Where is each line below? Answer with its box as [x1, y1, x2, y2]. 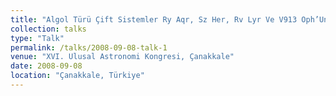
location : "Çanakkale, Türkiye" [10, 71, 145, 81]
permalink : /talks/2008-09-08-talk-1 [10, 42, 168, 53]
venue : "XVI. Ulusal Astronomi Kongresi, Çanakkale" [10, 52, 235, 62]
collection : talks [10, 24, 87, 34]
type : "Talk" [10, 33, 65, 43]
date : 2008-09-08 [10, 61, 83, 71]
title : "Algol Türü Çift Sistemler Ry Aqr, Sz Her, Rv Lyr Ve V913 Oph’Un [10, 14, 329, 25]
